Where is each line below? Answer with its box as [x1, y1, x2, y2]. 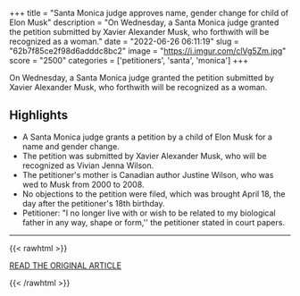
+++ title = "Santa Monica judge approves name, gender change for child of [9, 8, 288, 18]
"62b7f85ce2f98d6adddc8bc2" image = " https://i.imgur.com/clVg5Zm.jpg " [9, 46, 287, 56]
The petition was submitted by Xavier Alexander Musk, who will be [21, 150, 267, 161]
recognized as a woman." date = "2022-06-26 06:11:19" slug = [9, 36, 239, 47]
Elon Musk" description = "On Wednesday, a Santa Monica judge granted [9, 17, 279, 28]
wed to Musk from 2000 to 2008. [21, 179, 145, 190]
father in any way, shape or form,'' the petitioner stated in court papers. [21, 216, 286, 227]
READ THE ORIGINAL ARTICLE [9, 259, 122, 271]
